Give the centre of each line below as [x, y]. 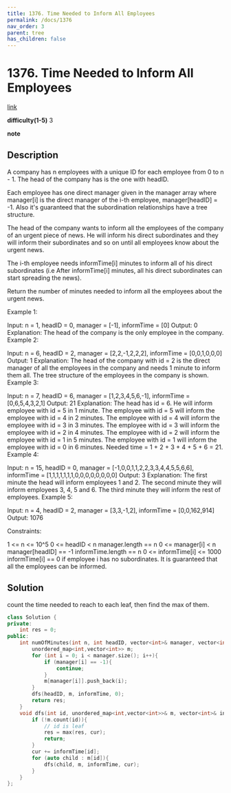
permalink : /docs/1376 [40, 20]
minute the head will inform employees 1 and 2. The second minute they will [114, 482]
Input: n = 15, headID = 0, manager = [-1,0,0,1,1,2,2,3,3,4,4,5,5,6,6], [101, 467]
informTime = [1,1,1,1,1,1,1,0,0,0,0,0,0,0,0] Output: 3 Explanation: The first [107, 475]
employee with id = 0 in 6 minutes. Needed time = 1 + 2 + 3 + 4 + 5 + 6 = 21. [115, 447]
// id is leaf [64, 726]
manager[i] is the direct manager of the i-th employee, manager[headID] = [112, 200]
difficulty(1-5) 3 [30, 121]
